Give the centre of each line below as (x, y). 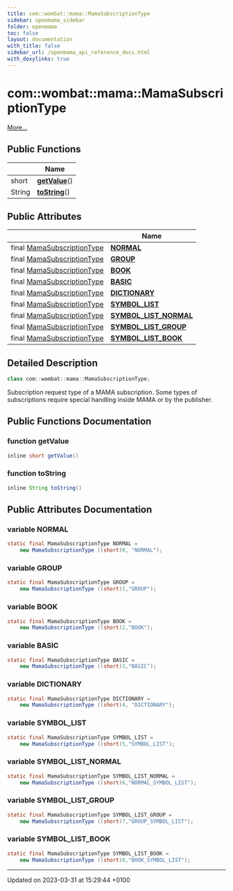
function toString (37, 474)
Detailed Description (53, 363)
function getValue (38, 441)
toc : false (23, 33)
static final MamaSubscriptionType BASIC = (71, 660)
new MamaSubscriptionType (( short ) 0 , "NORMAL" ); (91, 550)
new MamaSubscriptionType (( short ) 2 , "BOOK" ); (87, 628)
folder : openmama (32, 26)
